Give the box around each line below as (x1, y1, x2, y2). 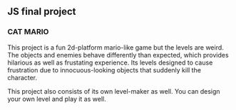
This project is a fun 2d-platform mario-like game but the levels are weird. (7, 43, 225, 52)
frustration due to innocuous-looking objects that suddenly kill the (7, 65, 202, 74)
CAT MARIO (7, 27, 49, 37)
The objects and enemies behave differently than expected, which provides (7, 50, 230, 59)
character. (7, 73, 38, 82)
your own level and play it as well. (7, 94, 106, 103)
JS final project (7, 6, 76, 18)
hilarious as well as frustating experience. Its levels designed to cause (7, 58, 213, 67)
